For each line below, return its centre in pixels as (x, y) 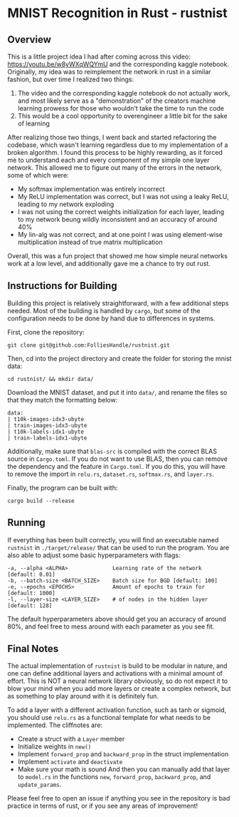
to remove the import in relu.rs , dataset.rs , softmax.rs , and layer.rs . (111, 474)
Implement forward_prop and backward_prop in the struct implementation (123, 754)
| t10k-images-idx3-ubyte (46, 419)
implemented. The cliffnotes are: (55, 725)
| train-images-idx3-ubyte (47, 425)
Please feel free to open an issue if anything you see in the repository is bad (119, 798)
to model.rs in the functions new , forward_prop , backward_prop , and (114, 777)
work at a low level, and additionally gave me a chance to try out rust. (109, 263)
